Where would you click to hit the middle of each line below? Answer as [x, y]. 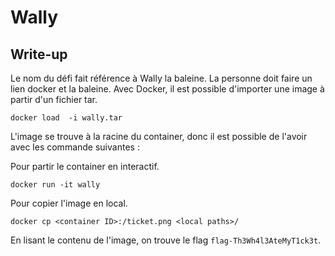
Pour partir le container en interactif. [85, 166]
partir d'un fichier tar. [54, 99]
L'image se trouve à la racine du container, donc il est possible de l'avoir [159, 136]
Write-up [39, 54]
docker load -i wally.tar [66, 118]
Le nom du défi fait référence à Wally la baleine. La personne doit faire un [161, 78]
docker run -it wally [55, 185]
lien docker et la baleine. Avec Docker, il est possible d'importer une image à [167, 89]
